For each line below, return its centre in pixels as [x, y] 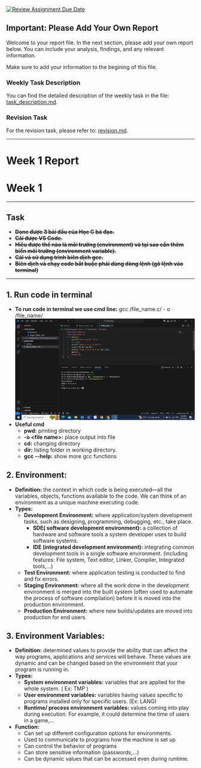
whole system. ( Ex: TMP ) [56, 689]
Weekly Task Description [43, 82]
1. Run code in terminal [49, 295]
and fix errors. [41, 579]
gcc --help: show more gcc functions [70, 456]
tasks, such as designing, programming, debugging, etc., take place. [108, 521]
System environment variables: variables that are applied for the [104, 682]
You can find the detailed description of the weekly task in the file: [88, 95]
